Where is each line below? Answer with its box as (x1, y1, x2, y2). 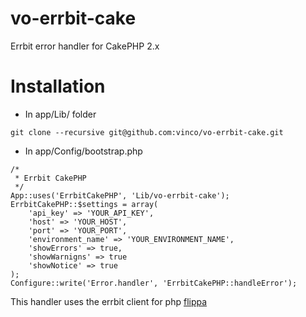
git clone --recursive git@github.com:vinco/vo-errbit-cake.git (10, 127, 284, 137)
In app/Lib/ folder (24, 108, 97, 120)
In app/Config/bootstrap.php (24, 145, 143, 157)
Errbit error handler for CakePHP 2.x (10, 40, 160, 52)
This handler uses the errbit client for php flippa (10, 295, 208, 307)
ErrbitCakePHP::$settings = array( (10, 199, 159, 209)
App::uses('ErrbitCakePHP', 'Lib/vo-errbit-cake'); (10, 190, 230, 201)
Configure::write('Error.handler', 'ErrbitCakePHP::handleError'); (10, 278, 298, 288)
